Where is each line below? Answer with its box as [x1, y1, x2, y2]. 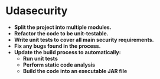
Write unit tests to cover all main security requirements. [14, 36, 154, 43]
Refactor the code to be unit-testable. [14, 29, 109, 37]
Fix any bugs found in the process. [14, 42, 101, 50]
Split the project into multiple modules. [14, 24, 112, 31]
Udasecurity [5, 4, 68, 18]
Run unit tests [22, 55, 58, 62]
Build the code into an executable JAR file [22, 67, 128, 74]
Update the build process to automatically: [14, 48, 122, 55]
